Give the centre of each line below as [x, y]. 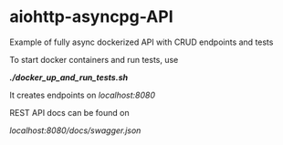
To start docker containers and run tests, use [94, 59]
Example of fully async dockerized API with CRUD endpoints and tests [141, 42]
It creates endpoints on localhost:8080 [83, 95]
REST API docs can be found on [69, 112]
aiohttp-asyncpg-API [91, 17]
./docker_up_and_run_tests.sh [69, 77]
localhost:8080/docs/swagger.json [75, 130]
